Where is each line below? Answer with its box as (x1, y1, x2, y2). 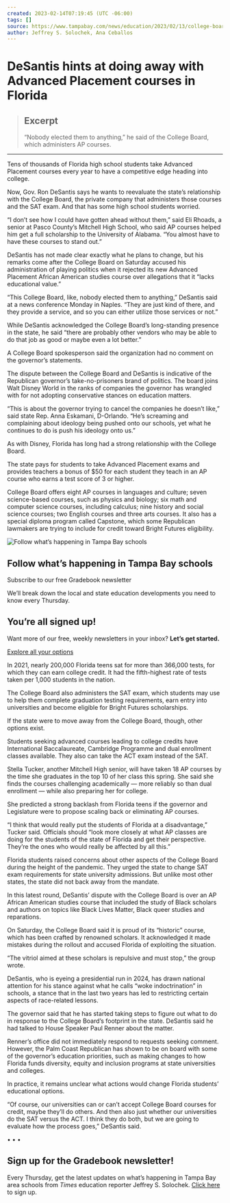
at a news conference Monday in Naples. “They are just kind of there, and (7, 301, 216, 309)
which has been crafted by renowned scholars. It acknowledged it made (7, 933, 211, 941)
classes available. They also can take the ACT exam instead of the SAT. (7, 752, 209, 760)
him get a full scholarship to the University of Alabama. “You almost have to (7, 230, 220, 238)
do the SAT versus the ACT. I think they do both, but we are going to (7, 1115, 199, 1123)
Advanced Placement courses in (7, 73, 196, 89)
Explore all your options (7, 647, 74, 656)
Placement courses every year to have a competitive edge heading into (7, 167, 208, 175)
